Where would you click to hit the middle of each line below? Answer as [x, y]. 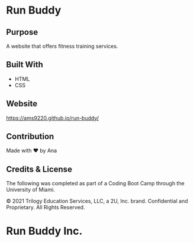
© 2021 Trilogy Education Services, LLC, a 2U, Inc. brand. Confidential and [97, 201]
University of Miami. [30, 190]
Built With [25, 65]
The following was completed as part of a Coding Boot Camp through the [95, 183]
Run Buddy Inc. [44, 231]
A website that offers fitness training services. [62, 46]
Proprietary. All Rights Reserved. [46, 208]
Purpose [22, 32]
